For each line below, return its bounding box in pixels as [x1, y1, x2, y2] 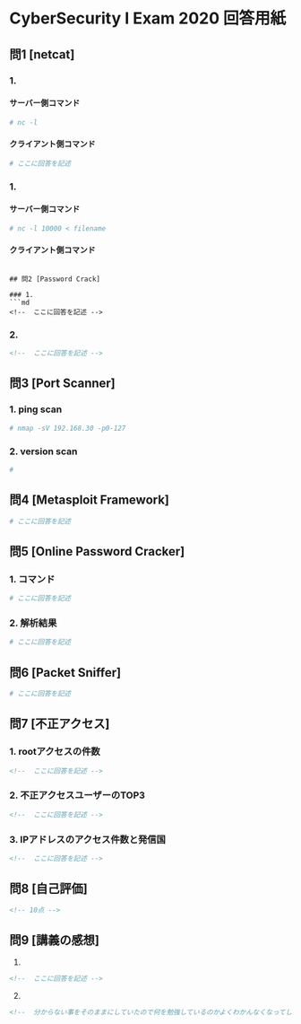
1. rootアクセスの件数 [9, 746, 100, 758]
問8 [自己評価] [9, 881, 88, 897]
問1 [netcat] [9, 47, 75, 62]
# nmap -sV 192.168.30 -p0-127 [9, 424, 126, 433]
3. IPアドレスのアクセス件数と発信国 [9, 833, 166, 845]
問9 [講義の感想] [9, 932, 100, 948]
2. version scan [9, 445, 78, 458]
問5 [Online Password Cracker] [9, 544, 185, 559]
